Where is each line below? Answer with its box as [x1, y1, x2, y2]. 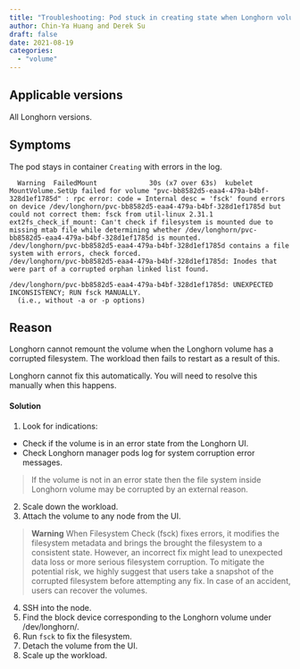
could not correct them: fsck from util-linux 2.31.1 [9, 209, 214, 219]
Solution [9, 401, 42, 411]
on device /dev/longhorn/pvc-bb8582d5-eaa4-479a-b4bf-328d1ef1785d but [9, 202, 281, 211]
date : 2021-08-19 [9, 38, 74, 47]
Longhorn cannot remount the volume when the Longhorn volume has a [9, 343, 274, 354]
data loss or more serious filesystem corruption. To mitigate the [30, 556, 265, 567]
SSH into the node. [21, 602, 92, 613]
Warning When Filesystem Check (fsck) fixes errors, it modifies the [30, 528, 279, 538]
